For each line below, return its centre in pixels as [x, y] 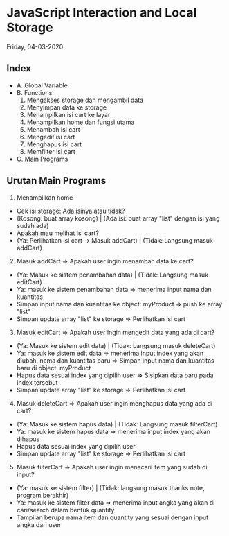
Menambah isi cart [53, 129]
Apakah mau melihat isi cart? [58, 233]
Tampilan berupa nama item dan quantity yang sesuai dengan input [112, 517]
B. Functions [34, 92]
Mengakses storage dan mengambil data [85, 100]
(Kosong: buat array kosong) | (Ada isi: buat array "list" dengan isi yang [118, 218]
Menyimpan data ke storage [67, 107]
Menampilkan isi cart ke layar [68, 114]
